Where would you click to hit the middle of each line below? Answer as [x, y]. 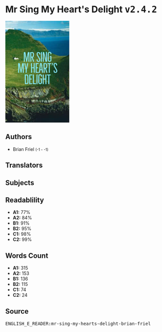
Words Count [27, 256]
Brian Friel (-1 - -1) [30, 149]
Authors [19, 137]
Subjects [20, 183]
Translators [24, 165]
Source [17, 311]
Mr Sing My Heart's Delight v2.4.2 [81, 9]
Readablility [25, 200]
